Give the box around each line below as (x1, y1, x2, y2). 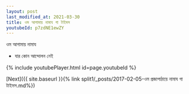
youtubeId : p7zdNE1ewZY (6, 25, 65, 31)
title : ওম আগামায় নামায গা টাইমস (6, 19, 70, 25)
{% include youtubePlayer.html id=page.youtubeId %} (6, 64, 137, 71)
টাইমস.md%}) (6, 82, 35, 89)
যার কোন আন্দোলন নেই (14, 53, 54, 60)
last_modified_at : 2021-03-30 (6, 14, 80, 20)
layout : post (6, 8, 38, 15)
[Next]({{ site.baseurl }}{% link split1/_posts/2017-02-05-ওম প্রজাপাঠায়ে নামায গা (6, 75, 183, 82)
